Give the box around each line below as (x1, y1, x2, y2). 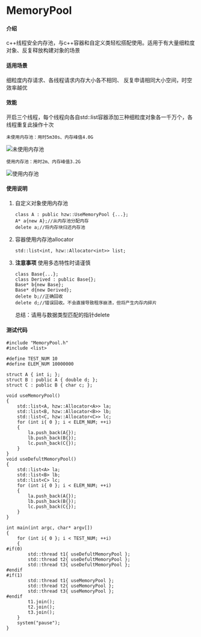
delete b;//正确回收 (14, 293, 63, 299)
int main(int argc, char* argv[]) (6, 525, 93, 531)
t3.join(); (28, 609, 55, 616)
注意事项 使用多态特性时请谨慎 (14, 259, 91, 266)
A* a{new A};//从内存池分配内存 (14, 218, 89, 224)
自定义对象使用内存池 (14, 200, 68, 206)
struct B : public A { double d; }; (6, 377, 98, 383)
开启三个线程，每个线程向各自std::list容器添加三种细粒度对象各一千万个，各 (6, 113, 193, 121)
